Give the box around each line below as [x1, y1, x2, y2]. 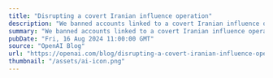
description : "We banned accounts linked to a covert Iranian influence [8, 19, 260, 28]
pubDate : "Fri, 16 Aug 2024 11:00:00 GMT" [8, 34, 154, 43]
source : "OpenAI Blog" [8, 42, 85, 50]
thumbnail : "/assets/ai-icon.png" [8, 58, 126, 66]
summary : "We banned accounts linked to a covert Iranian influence [8, 27, 245, 35]
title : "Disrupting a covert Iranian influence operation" [8, 11, 213, 20]
